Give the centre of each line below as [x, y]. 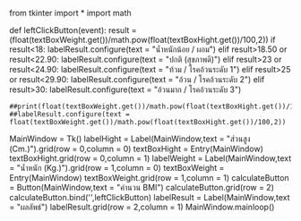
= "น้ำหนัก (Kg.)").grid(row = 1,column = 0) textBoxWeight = [117, 168]
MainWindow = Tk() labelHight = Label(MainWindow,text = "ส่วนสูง [130, 139]
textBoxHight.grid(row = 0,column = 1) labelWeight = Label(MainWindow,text [150, 158]
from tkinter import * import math [70, 13]
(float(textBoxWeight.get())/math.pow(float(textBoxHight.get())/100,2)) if [142, 40]
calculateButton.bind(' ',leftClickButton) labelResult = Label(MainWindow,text [150, 197]
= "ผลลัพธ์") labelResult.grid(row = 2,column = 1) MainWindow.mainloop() [142, 207]
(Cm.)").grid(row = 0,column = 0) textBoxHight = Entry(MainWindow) [137, 149]
